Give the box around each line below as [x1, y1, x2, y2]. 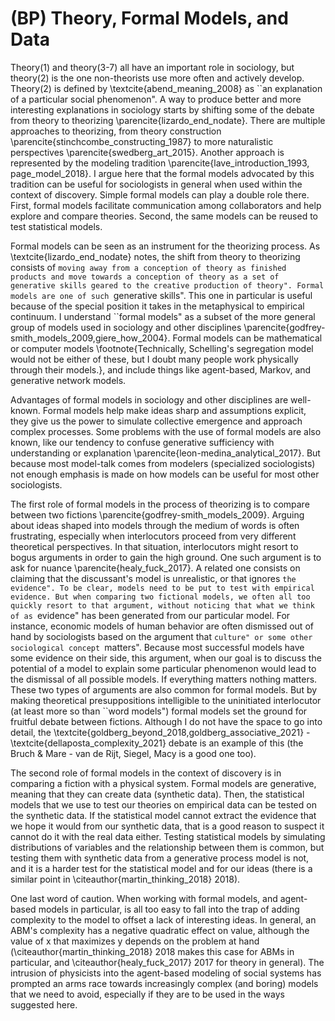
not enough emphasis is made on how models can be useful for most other [10, 468, 320, 480]
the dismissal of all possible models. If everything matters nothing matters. [10, 673, 318, 685]
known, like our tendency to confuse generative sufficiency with [10, 436, 275, 448]
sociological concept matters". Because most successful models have [10, 641, 305, 653]
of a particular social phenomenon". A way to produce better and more [10, 93, 302, 105]
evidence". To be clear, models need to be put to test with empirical [10, 583, 315, 593]
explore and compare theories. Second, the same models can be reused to [10, 210, 319, 222]
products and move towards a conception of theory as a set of [10, 272, 280, 282]
